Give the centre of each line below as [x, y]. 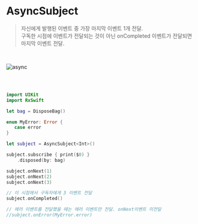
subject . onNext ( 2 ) [29, 177]
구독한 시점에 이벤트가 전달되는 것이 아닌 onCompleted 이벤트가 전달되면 [106, 36]
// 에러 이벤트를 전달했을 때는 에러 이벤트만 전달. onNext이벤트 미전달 [84, 210]
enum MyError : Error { [34, 122]
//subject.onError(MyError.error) [49, 215]
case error [28, 128]
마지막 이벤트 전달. [43, 43]
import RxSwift [25, 100]
